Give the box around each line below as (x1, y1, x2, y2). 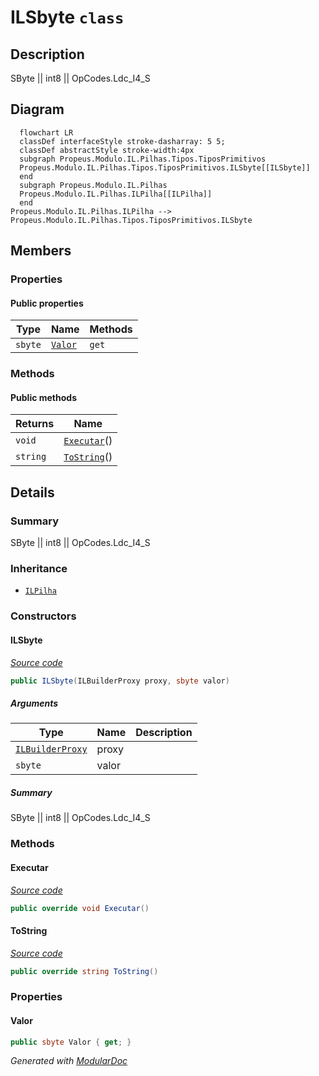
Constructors (10, 609, 77, 623)
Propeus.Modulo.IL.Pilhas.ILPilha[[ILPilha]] (19, 189, 213, 199)
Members (10, 242, 72, 260)
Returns (15, 417, 55, 431)
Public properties (10, 297, 84, 309)
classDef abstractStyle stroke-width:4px (19, 145, 195, 155)
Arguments (10, 697, 59, 710)
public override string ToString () (10, 966, 159, 976)
